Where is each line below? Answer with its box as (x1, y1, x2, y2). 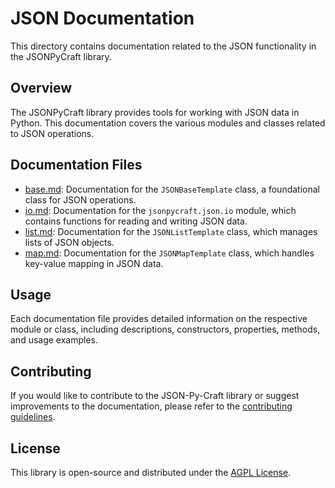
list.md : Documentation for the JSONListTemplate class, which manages (24, 225, 318, 237)
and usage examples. (10, 334, 99, 346)
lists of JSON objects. (24, 236, 115, 248)
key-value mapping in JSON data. (24, 257, 164, 269)
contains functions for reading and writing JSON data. (24, 215, 248, 227)
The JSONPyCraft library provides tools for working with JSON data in (10, 106, 300, 118)
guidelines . (10, 411, 56, 423)
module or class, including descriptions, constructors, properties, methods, (10, 323, 321, 336)
